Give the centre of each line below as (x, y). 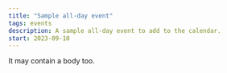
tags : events (30, 23)
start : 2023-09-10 (39, 38)
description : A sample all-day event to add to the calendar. (115, 30)
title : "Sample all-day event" (61, 16)
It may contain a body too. (52, 61)
